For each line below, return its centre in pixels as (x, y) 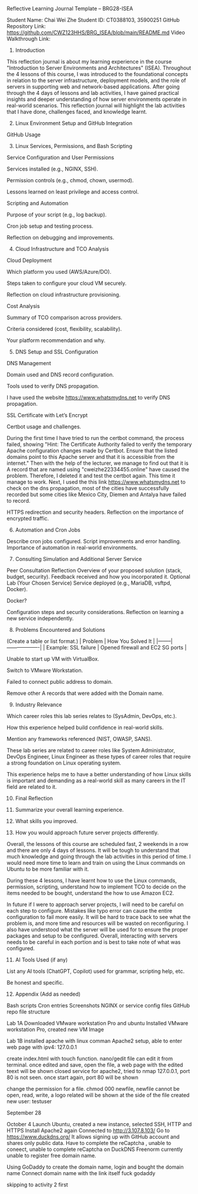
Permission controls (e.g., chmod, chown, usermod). (70, 180)
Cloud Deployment (29, 260)
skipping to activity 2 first (37, 1185)
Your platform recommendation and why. (56, 340)
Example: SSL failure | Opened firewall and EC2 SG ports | (116, 647)
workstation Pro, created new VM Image (56, 1029)
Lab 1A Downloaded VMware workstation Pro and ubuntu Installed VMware (98, 1023)
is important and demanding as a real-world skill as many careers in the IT (96, 780)
